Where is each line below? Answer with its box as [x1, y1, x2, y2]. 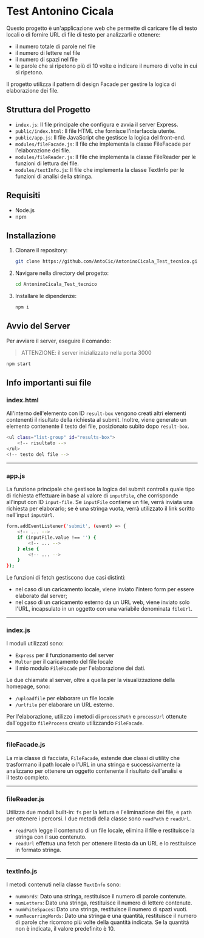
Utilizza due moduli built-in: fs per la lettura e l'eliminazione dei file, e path [6, 809, 192, 816]
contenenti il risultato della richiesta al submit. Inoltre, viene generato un [6, 416, 187, 424]
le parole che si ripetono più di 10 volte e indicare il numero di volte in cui [15, 62, 197, 69]
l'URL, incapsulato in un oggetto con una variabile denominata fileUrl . [15, 605, 193, 613]
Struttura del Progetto [6, 105, 91, 115]
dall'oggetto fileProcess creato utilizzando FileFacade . [6, 719, 144, 727]
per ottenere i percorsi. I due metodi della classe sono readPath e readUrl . [6, 815, 191, 822]
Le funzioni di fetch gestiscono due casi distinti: [6, 574, 126, 581]
